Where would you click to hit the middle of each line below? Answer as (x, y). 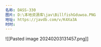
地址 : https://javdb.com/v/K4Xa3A (41, 19)
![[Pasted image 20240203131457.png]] (47, 39)
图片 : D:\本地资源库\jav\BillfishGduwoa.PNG (50, 15)
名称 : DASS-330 (21, 10)
